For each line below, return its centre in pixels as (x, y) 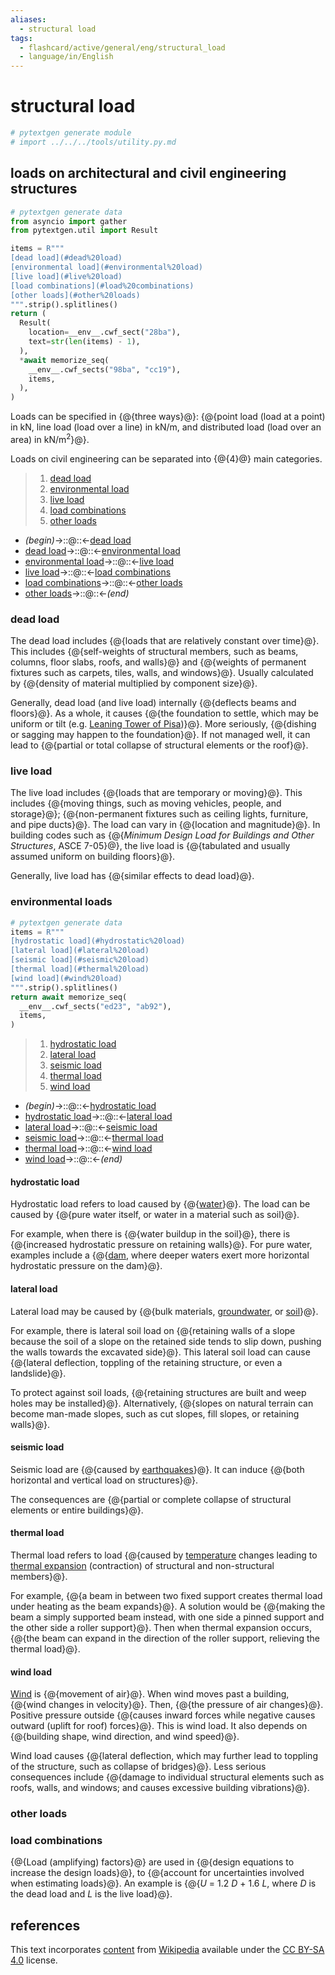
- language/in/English (66, 57)
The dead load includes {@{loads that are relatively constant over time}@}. (165, 641)
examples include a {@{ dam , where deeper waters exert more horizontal (160, 1255)
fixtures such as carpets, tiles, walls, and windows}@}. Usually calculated (162, 673)
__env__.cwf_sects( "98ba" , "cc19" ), (105, 369)
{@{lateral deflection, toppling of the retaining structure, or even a (146, 1362)
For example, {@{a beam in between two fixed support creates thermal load (166, 1595)
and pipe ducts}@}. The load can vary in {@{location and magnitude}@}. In (165, 825)
